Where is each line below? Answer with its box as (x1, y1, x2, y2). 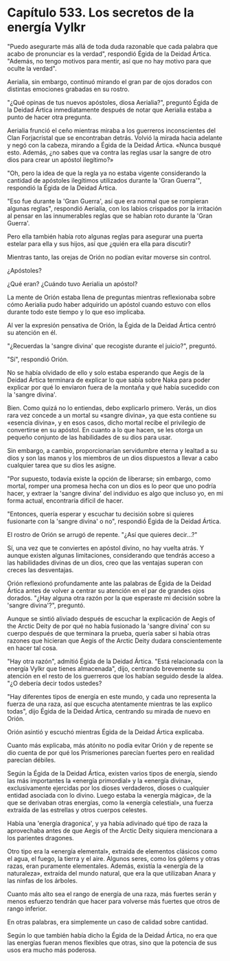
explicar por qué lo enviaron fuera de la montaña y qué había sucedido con (7, 383, 220, 391)
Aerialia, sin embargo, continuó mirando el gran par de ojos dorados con (7, 77, 212, 85)
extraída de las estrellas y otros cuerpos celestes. (7, 805, 148, 814)
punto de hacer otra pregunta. (7, 112, 93, 121)
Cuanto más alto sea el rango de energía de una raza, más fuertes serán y (7, 889, 217, 898)
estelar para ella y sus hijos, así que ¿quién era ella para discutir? (7, 239, 191, 247)
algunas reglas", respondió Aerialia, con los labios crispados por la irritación (7, 204, 222, 212)
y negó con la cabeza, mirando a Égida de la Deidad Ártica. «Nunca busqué (7, 141, 221, 149)
